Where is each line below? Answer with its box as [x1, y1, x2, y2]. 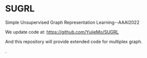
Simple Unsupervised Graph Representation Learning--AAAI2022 [5, 19, 140, 25]
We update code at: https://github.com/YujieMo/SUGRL [5, 29, 119, 35]
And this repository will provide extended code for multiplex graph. [5, 38, 143, 45]
